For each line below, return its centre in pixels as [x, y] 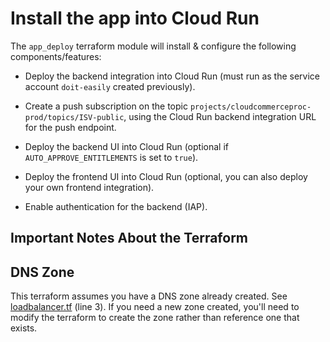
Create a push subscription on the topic [106, 106]
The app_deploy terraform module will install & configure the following [153, 46]
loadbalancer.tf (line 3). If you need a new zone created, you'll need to [155, 307]
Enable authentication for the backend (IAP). [116, 206]
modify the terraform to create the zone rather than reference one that [155, 318]
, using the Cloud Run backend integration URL [220, 116]
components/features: [56, 56]
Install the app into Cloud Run [135, 18]
